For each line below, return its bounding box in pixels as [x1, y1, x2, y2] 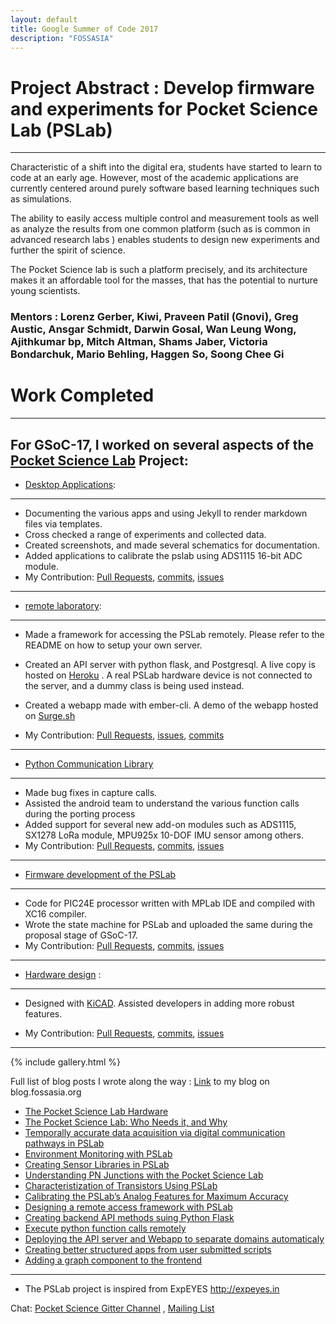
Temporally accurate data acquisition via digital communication [24, 1126, 286, 1138]
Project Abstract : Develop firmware [10, 76, 315, 99]
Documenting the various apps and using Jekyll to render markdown [24, 507, 308, 519]
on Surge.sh [24, 709, 76, 721]
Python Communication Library [24, 757, 154, 770]
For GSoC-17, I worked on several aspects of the [10, 436, 314, 453]
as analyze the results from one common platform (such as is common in [10, 223, 311, 235]
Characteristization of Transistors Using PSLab [24, 1179, 218, 1191]
